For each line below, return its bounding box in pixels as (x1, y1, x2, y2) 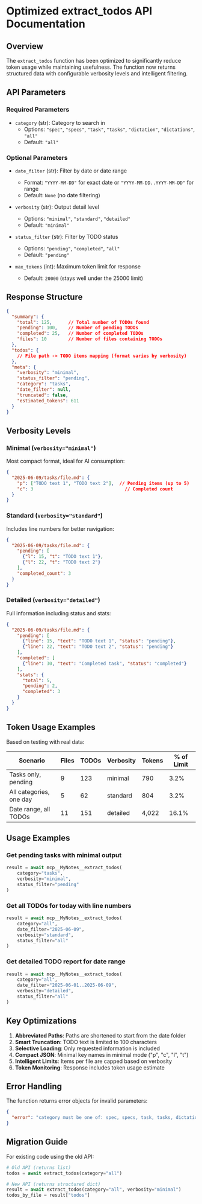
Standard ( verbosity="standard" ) (6, 512, 103, 520)
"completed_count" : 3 (17, 570, 71, 577)
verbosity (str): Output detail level (14, 203, 99, 211)
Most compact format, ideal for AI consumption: (6, 457, 125, 465)
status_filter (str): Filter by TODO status (14, 233, 118, 240)
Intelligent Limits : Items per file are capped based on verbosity (14, 1057, 173, 1065)
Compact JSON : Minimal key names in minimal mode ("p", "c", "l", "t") (14, 1051, 189, 1058)
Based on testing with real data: (6, 738, 85, 746)
